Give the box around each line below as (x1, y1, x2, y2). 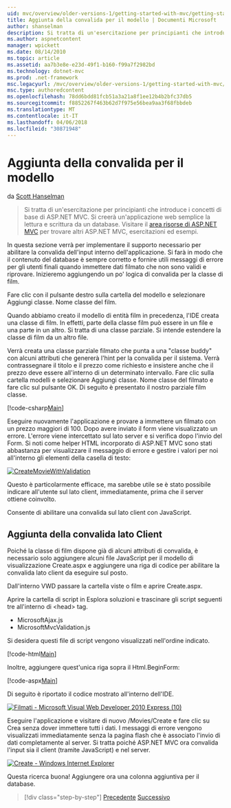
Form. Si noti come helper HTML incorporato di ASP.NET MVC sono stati (7, 439, 212, 447)
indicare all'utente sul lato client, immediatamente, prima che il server (7, 488, 204, 496)
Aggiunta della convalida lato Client (7, 528, 163, 540)
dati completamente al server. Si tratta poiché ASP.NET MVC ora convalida (7, 738, 219, 747)
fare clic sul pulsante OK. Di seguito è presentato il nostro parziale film (7, 383, 206, 392)
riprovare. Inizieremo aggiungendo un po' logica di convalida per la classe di (7, 270, 223, 279)
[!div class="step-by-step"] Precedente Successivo (23, 793, 170, 802)
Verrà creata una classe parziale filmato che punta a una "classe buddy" (7, 347, 212, 355)
